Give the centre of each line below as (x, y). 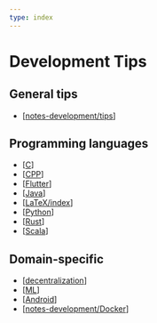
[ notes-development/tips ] (69, 116)
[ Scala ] (35, 231)
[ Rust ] (33, 222)
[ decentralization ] (54, 280)
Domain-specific (57, 259)
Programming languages (79, 144)
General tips (43, 94)
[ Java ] (34, 193)
